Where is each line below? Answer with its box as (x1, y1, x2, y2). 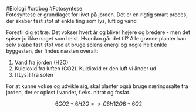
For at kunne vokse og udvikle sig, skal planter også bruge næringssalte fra (6, 83, 189, 90)
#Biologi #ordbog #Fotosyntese (6, 5, 83, 12)
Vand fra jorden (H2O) (14, 59, 69, 66)
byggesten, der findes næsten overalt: (6, 47, 99, 55)
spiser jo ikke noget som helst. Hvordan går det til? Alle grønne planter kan (6, 35, 187, 42)
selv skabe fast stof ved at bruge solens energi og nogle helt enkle (6, 41, 167, 48)
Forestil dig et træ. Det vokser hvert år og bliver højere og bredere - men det (6, 29, 191, 36)
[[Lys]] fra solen (14, 72, 54, 78)
